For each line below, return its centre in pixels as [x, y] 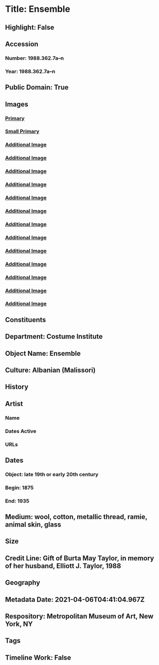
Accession [22, 44]
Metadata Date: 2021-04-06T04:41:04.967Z [75, 600]
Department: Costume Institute [54, 337]
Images [17, 104]
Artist [14, 404]
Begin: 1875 [19, 488]
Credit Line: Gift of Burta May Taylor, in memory [79, 558]
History [17, 387]
